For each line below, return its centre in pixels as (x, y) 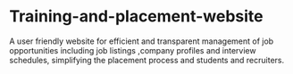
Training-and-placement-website (136, 16)
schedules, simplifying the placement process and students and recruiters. (147, 60)
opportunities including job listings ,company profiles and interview (133, 50)
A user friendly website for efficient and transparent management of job (142, 41)
